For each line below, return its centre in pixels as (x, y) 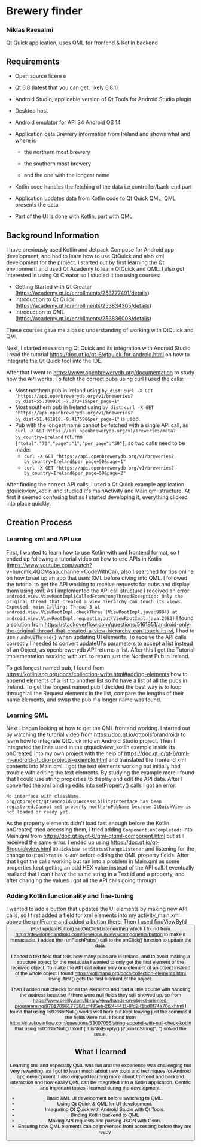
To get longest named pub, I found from (55, 668)
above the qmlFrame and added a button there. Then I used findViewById (97, 922)
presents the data (36, 205)
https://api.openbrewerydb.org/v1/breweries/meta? (112, 431)
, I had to (184, 631)
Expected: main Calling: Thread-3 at (53, 607)
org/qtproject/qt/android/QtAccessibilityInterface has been (84, 802)
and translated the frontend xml (147, 760)
